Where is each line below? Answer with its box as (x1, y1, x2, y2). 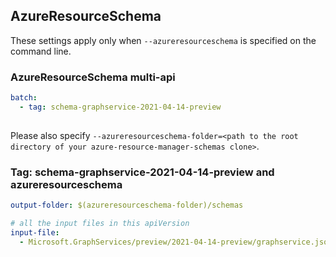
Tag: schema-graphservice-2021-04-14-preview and (10, 165, 275, 179)
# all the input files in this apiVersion (10, 218, 190, 228)
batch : (10, 93, 38, 103)
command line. (10, 45, 72, 57)
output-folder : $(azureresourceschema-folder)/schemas (10, 200, 244, 211)
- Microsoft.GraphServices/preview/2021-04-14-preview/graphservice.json (19, 237, 333, 247)
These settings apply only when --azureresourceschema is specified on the (10, 34, 317, 46)
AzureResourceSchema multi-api (10, 70, 176, 84)
